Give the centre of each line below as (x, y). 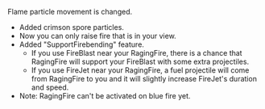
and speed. (50, 87)
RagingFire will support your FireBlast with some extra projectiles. (140, 61)
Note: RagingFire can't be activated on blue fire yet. (105, 96)
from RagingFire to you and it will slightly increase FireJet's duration (144, 79)
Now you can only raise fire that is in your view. (97, 36)
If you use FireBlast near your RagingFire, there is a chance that (137, 53)
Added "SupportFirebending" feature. (81, 44)
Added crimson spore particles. (71, 27)
